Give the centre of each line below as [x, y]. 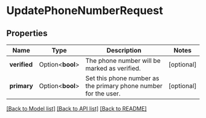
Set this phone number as [122, 78]
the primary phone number [124, 86]
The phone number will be [123, 61]
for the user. [103, 94]
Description [124, 50]
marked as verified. [113, 68]
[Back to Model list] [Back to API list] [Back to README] [77, 109]
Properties [27, 33]
